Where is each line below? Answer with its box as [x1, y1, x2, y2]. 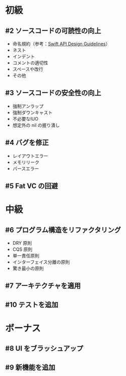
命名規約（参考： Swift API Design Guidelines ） [12, 41, 110, 47]
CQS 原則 [12, 246, 33, 252]
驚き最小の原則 [12, 266, 44, 272]
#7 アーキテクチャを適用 [5, 282, 81, 290]
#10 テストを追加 [5, 300, 58, 309]
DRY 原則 [12, 240, 32, 246]
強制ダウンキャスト [12, 109, 53, 116]
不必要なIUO [12, 116, 39, 122]
